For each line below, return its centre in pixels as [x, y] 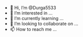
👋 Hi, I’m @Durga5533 [33, 8]
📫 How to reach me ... [33, 29]
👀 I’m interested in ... [31, 13]
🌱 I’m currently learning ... [37, 18]
